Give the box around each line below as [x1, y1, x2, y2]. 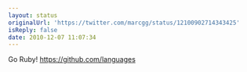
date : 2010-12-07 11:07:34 [8, 33, 96, 41]
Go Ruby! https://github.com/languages [8, 55, 136, 64]
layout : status [8, 11, 58, 20]
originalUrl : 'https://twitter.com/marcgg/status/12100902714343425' [8, 19, 241, 27]
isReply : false [8, 26, 58, 34]
